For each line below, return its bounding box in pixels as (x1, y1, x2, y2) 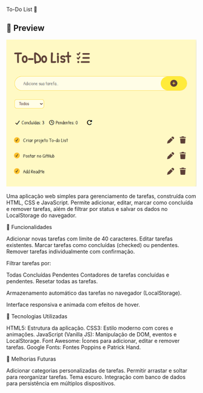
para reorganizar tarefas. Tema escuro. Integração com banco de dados (6, 374, 186, 381)
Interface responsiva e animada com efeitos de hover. (6, 301, 140, 309)
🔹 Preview (6, 23, 45, 33)
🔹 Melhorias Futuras (6, 356, 56, 363)
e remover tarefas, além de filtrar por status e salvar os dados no (6, 206, 168, 213)
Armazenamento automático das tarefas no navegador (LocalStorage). (6, 289, 182, 297)
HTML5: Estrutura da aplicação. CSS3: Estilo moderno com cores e (6, 324, 173, 332)
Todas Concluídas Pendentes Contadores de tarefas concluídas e (6, 271, 170, 278)
